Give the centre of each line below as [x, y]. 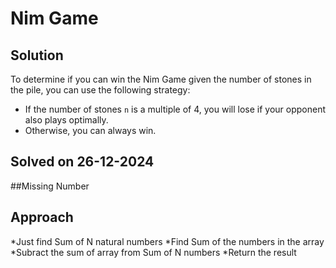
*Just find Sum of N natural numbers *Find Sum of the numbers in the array [167, 241]
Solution [37, 55]
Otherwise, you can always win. [90, 130]
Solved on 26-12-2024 [82, 162]
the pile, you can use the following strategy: [100, 90]
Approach [42, 217]
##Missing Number [50, 186]
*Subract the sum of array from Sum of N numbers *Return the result [153, 252]
